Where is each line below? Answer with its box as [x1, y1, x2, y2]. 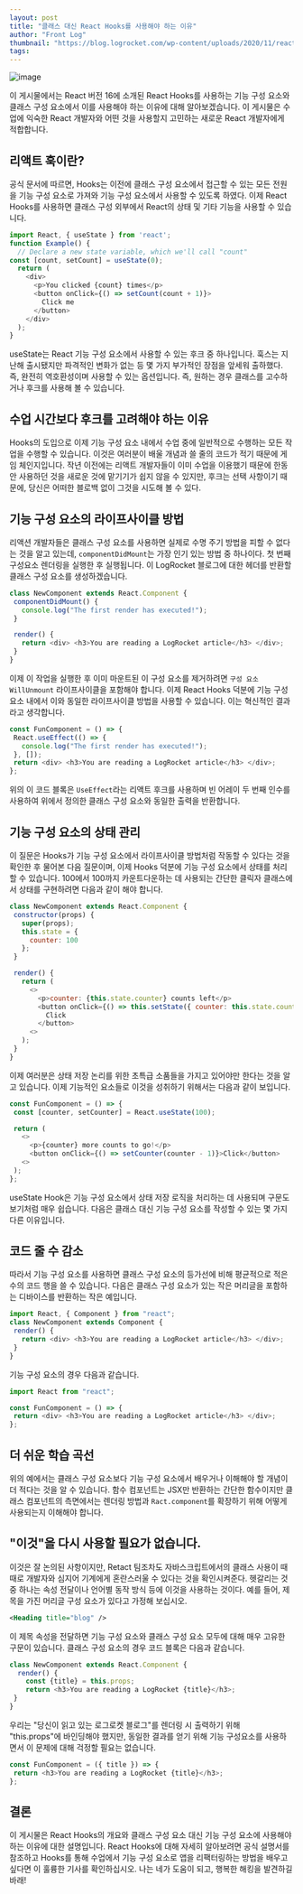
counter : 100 [29, 935, 78, 944]
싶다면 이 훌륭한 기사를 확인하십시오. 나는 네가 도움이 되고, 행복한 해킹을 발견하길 [9, 1863, 293, 1874]
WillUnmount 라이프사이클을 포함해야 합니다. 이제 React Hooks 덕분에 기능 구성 [9, 683, 289, 695]
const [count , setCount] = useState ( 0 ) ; [9, 255, 164, 265]
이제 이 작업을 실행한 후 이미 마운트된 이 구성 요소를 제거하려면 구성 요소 [9, 673, 259, 683]
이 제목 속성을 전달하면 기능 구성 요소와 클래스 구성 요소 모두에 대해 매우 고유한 [9, 1630, 286, 1641]
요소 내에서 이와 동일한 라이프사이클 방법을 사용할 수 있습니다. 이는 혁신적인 [9, 695, 274, 706]
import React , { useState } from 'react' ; [9, 230, 171, 239]
